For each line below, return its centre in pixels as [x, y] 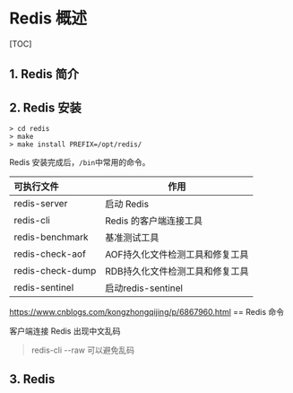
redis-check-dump [55, 271]
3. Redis [32, 379]
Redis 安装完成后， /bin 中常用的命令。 [80, 162]
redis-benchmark [51, 237]
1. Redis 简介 [44, 74]
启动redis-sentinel [144, 288]
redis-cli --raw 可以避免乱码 [82, 350]
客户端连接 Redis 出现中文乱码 [65, 331]
